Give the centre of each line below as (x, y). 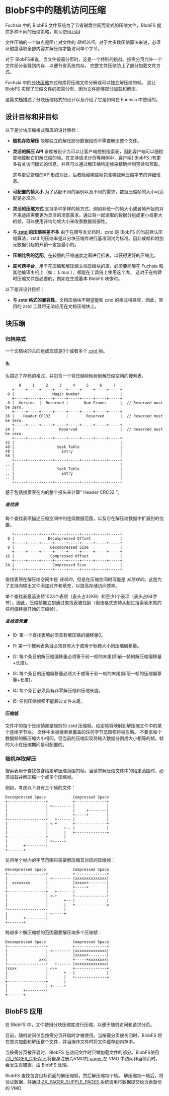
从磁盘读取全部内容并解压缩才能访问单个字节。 (54, 48)
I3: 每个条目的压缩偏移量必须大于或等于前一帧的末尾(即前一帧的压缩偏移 (87, 673)
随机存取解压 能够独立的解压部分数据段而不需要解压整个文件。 (77, 140)
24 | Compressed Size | (64, 565)
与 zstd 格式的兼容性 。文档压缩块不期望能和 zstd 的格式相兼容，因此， (86, 300)
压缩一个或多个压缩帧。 (51, 777)
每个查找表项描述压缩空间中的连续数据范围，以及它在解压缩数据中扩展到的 (82, 518)
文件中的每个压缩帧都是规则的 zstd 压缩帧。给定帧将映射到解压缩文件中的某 (84, 725)
